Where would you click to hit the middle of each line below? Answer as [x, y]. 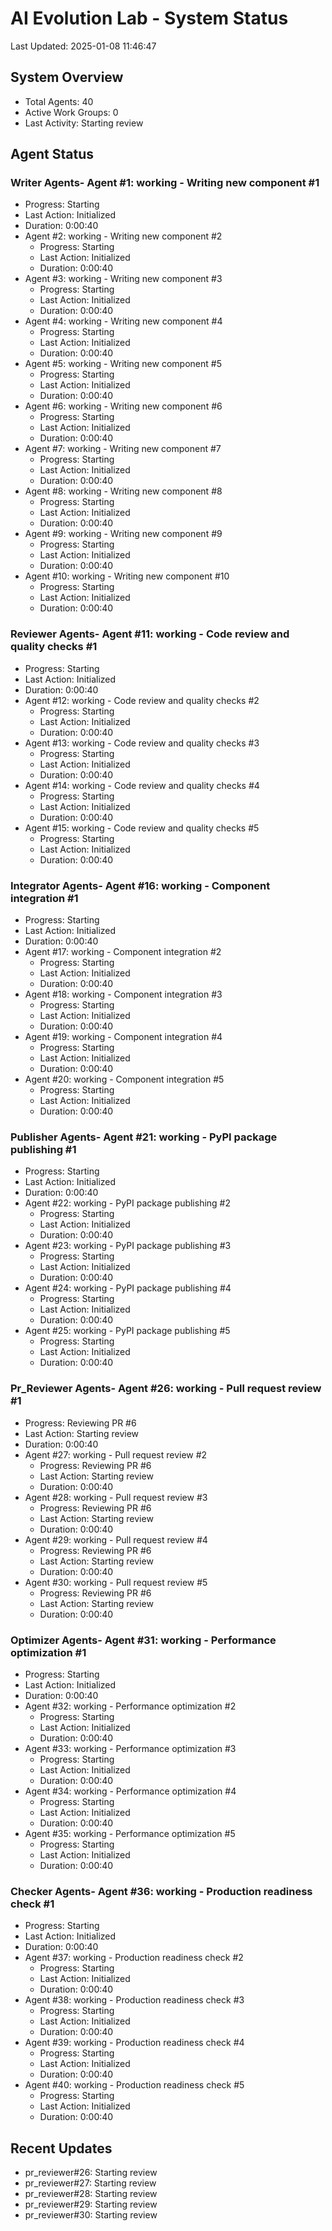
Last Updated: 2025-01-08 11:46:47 [83, 46]
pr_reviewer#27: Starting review [90, 2183]
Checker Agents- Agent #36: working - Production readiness [161, 1891]
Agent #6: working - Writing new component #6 [123, 406]
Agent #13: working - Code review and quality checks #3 [142, 743]
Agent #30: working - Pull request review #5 [116, 1582]
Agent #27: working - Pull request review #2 [116, 1454]
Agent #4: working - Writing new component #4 [123, 321]
